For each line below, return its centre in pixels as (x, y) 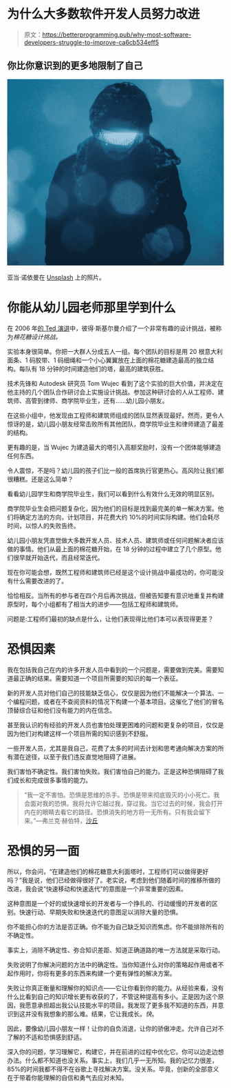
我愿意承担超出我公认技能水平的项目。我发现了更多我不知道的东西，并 (118, 1005)
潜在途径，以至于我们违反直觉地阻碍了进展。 (76, 757)
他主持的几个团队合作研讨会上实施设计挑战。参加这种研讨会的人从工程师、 (112, 392)
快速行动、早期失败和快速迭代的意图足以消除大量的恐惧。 (100, 912)
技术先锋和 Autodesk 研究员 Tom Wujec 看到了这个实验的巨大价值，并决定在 (115, 384)
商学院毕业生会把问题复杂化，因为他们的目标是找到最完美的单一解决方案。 (112, 508)
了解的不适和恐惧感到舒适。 (46, 1037)
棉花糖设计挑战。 (37, 337)
